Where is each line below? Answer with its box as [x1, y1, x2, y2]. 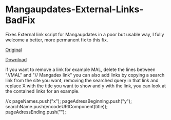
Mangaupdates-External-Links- [5, 4, 144, 15]
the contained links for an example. [5, 88, 80, 94]
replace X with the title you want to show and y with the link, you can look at [5, 83, 166, 89]
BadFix [5, 14, 35, 26]
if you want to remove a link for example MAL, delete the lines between [5, 66, 156, 73]
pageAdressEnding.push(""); [5, 109, 66, 115]
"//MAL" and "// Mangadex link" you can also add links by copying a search [5, 71, 165, 78]
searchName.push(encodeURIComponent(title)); [5, 103, 108, 109]
